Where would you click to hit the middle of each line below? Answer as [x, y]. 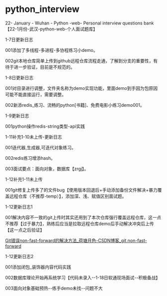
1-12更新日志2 [19, 256]
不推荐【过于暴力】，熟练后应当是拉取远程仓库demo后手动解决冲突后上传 [80, 224]
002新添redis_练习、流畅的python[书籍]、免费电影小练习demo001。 [75, 105]
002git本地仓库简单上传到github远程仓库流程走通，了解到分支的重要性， [79, 60]
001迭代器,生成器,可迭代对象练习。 [41, 147]
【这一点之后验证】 [25, 230]
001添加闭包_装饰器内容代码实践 [38, 267]
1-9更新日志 [17, 115]
